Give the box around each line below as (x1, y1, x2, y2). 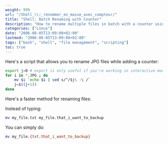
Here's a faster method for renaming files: (5, 96, 91, 102)
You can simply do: (5, 124, 45, 130)
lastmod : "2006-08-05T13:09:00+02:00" (5, 36, 86, 41)
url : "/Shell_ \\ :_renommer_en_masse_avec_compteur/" (5, 12, 117, 17)
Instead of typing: (5, 106, 41, 111)
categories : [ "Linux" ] (5, 26, 52, 31)
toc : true (5, 45, 26, 50)
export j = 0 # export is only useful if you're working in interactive (5, 68, 155, 73)
